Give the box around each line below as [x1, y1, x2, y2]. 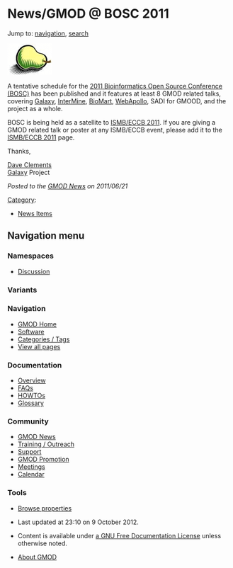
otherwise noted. [17, 539, 67, 547]
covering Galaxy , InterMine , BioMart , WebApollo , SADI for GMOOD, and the [7, 96, 227, 105]
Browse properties [17, 504, 72, 512]
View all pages [17, 342, 61, 351]
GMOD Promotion [17, 455, 69, 464]
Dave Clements [7, 160, 52, 169]
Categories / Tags [17, 335, 70, 343]
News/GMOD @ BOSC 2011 [7, 6, 170, 22]
